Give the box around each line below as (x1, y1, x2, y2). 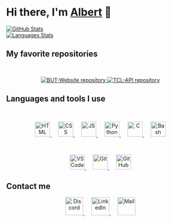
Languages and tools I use (6, 94, 106, 104)
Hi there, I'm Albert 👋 (6, 5, 112, 19)
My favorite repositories (6, 49, 98, 59)
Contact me (6, 181, 51, 191)
